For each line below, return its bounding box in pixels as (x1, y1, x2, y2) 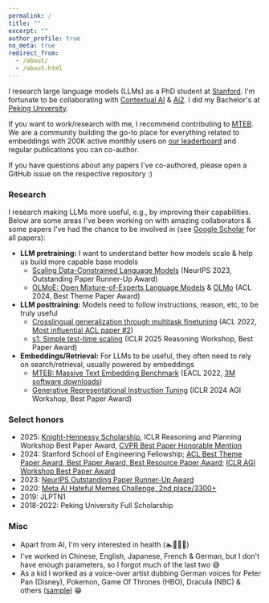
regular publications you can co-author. (8, 144, 139, 154)
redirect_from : (8, 49, 59, 57)
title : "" (8, 19, 42, 27)
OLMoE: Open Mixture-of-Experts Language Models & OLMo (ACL (31, 283, 252, 292)
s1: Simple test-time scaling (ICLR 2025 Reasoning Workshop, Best (31, 334, 254, 344)
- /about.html (15, 64, 63, 72)
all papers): (8, 233, 46, 242)
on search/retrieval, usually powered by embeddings (19, 360, 195, 370)
